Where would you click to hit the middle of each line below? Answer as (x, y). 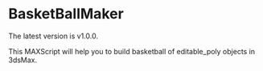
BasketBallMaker (66, 14)
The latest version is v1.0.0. (53, 36)
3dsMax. (23, 60)
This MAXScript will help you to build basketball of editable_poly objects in (132, 51)
